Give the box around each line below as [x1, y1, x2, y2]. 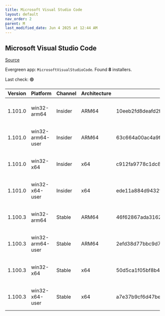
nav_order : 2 [5, 16, 32, 21]
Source [5, 57, 20, 63]
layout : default [5, 12, 38, 17]
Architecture [81, 90, 111, 97]
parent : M [5, 21, 26, 26]
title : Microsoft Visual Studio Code [5, 7, 82, 12]
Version [7, 90, 27, 97]
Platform [31, 90, 52, 97]
